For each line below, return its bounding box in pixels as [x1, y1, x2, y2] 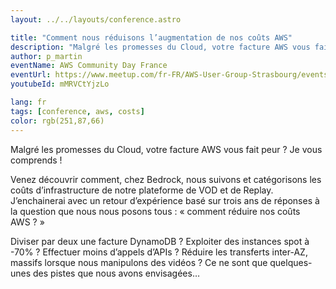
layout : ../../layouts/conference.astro [10, 14, 182, 25]
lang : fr [10, 97, 47, 107]
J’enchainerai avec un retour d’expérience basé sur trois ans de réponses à [10, 194, 320, 206]
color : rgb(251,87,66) [10, 116, 105, 126]
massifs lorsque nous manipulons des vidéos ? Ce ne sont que [10, 256, 268, 268]
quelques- [269, 256, 313, 268]
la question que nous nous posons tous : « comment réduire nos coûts [10, 205, 301, 217]
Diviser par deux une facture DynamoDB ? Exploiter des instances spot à [10, 235, 310, 247]
